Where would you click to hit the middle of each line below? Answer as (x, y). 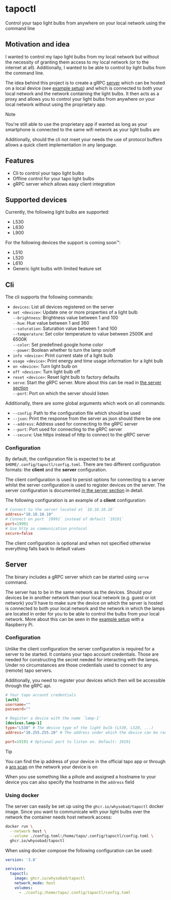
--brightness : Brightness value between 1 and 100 (65, 318)
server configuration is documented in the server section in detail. (74, 490)
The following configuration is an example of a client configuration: (76, 500)
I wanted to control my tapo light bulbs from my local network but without (82, 57)
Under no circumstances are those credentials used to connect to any (78, 665)
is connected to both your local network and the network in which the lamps (85, 608)
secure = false (19, 533)
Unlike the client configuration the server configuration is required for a (80, 649)
